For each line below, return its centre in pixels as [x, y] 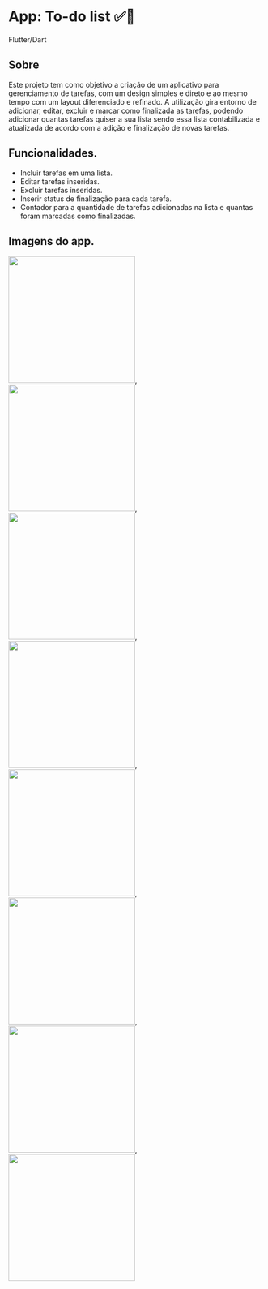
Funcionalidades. [53, 153]
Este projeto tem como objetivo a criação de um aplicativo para [114, 84]
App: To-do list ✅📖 [72, 17]
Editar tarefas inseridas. [60, 181]
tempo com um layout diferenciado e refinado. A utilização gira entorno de [132, 101]
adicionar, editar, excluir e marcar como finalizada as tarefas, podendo [126, 110]
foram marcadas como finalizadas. [78, 216]
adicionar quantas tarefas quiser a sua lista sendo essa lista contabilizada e [134, 119]
